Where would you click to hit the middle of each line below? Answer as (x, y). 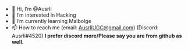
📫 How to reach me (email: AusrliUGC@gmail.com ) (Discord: (85, 28)
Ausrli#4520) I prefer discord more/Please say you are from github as (97, 36)
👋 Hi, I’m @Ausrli (32, 9)
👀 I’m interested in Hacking (44, 15)
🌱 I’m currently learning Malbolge (51, 21)
